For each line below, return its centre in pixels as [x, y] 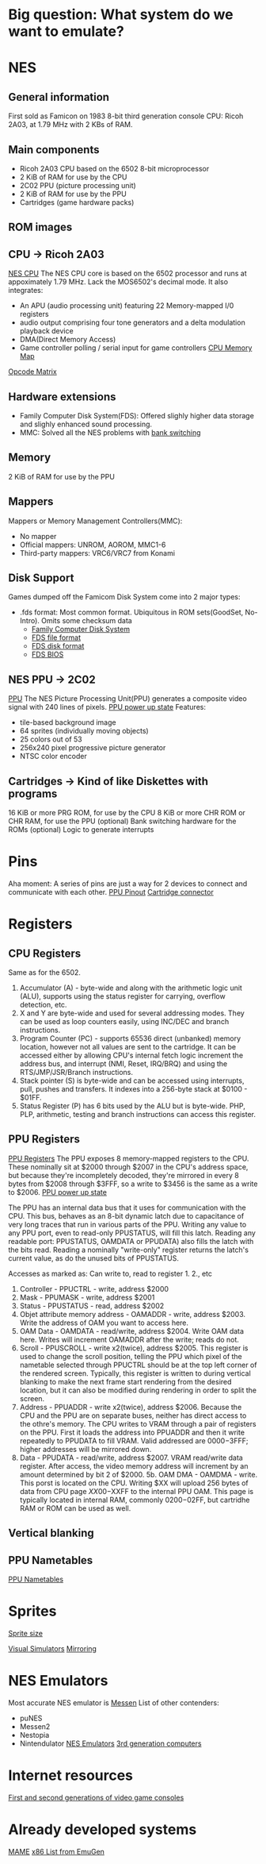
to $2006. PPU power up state [57, 1192]
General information [59, 97]
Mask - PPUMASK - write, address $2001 [87, 1297]
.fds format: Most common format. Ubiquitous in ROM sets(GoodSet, [131, 612]
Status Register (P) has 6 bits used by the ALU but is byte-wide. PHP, [132, 1106]
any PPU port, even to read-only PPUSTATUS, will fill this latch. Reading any [132, 1233]
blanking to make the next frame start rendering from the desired [125, 1381]
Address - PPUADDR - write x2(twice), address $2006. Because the [131, 1407]
